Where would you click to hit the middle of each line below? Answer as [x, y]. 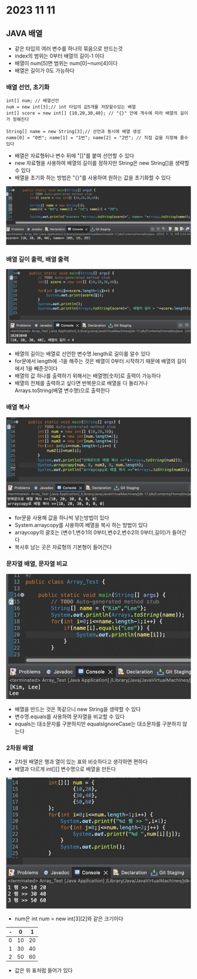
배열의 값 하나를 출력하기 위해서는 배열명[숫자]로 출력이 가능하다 [88, 376]
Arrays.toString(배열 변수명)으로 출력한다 [62, 390]
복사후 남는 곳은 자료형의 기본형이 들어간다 [63, 547]
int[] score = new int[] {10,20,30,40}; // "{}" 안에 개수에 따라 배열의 [92, 113]
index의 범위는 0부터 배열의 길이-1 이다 [59, 56]
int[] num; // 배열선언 [33, 101]
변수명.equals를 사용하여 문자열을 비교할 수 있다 [69, 717]
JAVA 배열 [24, 33]
